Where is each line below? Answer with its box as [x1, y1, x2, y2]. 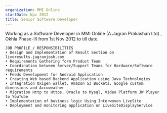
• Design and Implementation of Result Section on [5, 50, 114, 55]
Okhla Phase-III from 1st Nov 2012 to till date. [5, 36, 99, 42]
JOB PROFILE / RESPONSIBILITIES [5, 46, 73, 51]
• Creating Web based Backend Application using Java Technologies [5, 77, 151, 82]
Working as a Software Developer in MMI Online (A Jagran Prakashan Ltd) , [5, 31, 162, 37]
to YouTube [5, 94, 28, 99]
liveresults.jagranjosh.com [5, 54, 65, 60]
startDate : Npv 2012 [5, 12, 49, 17]
